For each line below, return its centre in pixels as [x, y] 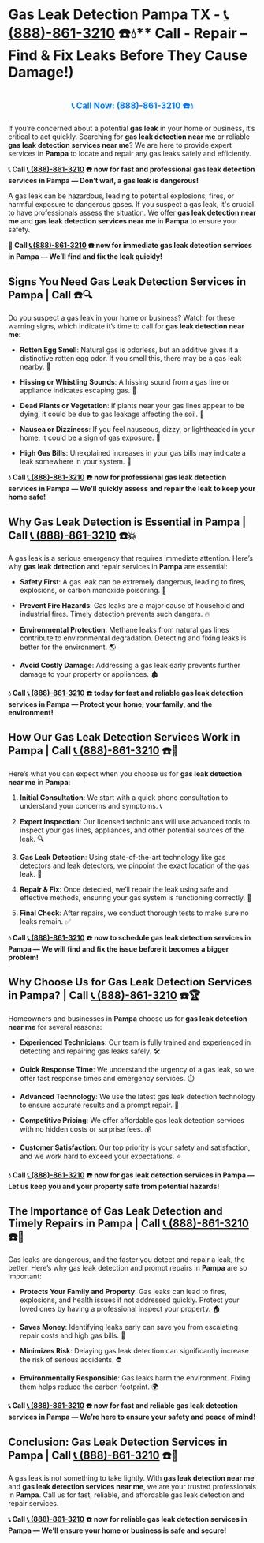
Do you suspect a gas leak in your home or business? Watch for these [121, 318]
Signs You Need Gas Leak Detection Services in [127, 282]
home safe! [27, 497]
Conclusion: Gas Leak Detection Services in [118, 1442]
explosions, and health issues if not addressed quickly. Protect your [129, 1300]
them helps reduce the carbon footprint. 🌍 [89, 1387]
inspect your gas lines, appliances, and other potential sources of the [132, 830]
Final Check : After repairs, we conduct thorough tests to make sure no [134, 913]
